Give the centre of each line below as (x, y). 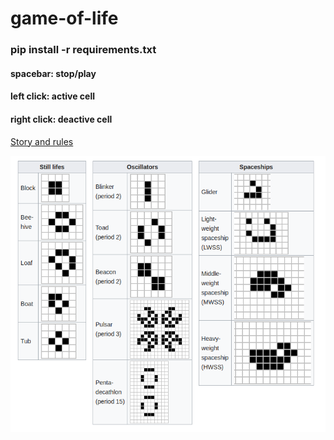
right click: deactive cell (61, 119)
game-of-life (64, 18)
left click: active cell (53, 96)
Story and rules (42, 141)
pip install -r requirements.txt (83, 50)
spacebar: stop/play (53, 73)
